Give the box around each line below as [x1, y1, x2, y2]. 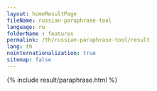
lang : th [6, 43, 33, 50]
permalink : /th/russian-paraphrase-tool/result [6, 37, 151, 44]
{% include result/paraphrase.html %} [6, 75, 118, 84]
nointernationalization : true [6, 50, 97, 57]
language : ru [6, 23, 45, 30]
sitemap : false [6, 56, 52, 63]
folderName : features [6, 30, 74, 37]
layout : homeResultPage [6, 10, 77, 18]
